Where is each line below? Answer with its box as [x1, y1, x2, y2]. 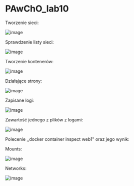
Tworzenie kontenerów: [5, 58, 54, 64]
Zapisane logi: [5, 97, 34, 103]
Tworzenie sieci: [5, 20, 39, 26]
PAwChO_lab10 [5, 3, 69, 15]
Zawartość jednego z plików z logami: [5, 116, 83, 123]
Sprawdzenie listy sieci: [5, 39, 54, 45]
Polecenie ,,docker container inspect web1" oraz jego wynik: [5, 136, 130, 142]
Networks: [5, 165, 26, 171]
